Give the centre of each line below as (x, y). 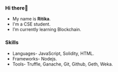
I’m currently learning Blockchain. (47, 29)
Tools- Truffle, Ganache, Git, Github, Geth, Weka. (62, 64)
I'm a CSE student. (31, 24)
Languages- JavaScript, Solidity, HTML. (53, 53)
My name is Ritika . (31, 19)
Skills (12, 42)
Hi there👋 (17, 8)
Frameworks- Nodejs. (35, 58)
